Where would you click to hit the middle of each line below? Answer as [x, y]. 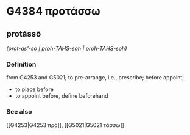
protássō [24, 34]
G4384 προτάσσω [53, 11]
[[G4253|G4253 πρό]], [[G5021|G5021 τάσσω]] [65, 125]
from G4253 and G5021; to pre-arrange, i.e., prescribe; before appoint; [95, 78]
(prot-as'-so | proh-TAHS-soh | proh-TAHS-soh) [67, 48]
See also [19, 112]
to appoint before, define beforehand [62, 96]
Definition [21, 64]
